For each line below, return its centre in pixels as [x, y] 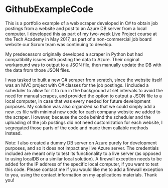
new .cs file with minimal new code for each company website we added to [83, 112]
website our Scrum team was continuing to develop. [59, 44]
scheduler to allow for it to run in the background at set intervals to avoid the [84, 90]
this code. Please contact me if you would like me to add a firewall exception [84, 169]
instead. [14, 133]
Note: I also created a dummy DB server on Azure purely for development [81, 143]
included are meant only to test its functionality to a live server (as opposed [83, 153]
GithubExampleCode [49, 9]
